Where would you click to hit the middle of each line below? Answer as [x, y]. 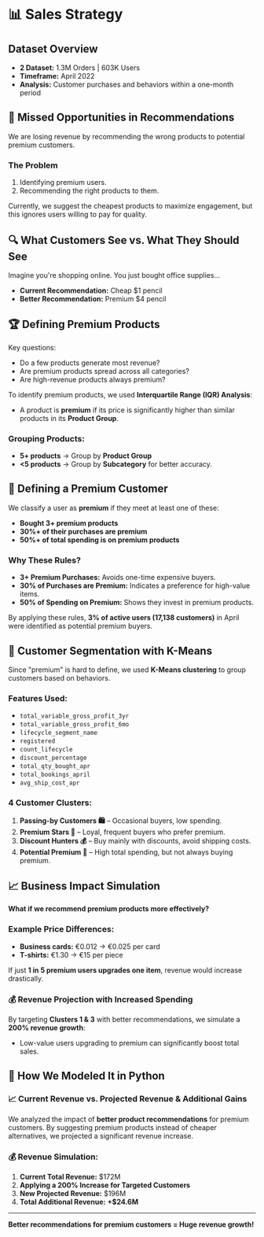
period [30, 93]
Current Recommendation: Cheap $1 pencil [91, 290]
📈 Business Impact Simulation [84, 886]
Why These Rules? [44, 560]
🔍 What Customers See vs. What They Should [124, 240]
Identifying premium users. [63, 183]
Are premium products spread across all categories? [104, 371]
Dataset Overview [53, 48]
